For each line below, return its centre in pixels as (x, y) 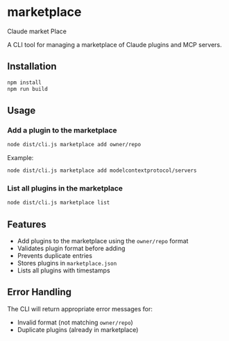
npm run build (28, 89)
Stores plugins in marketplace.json (67, 263)
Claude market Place (37, 31)
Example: (20, 158)
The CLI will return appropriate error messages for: (80, 308)
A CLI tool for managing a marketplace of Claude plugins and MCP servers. (114, 44)
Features (27, 224)
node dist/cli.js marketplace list (59, 203)
